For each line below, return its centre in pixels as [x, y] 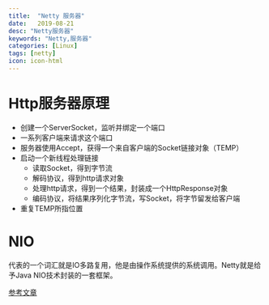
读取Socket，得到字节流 [73, 167]
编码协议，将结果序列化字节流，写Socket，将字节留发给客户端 [136, 198]
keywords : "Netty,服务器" [50, 38]
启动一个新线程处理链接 [59, 158]
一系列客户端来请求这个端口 [66, 138]
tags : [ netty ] [32, 53]
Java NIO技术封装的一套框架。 [66, 275]
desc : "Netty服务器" [41, 31]
